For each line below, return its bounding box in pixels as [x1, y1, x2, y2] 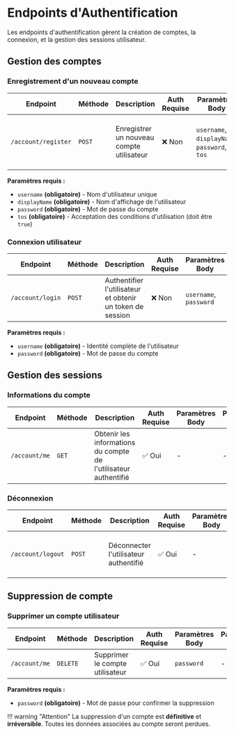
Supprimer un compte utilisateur [7, 612, 120, 621]
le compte [93, 658, 127, 668]
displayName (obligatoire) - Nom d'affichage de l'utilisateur [17, 197, 187, 206]
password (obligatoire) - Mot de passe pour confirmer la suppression [17, 699, 214, 707]
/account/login [10, 294, 61, 301]
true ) [17, 220, 33, 228]
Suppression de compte [7, 591, 114, 603]
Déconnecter [108, 540, 151, 550]
